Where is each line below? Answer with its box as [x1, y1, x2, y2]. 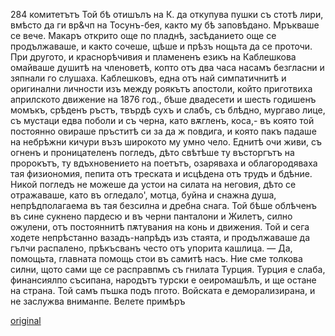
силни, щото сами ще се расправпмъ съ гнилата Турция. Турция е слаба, [10, 264, 326, 275]
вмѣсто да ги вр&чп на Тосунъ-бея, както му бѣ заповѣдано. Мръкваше [10, 19, 320, 31]
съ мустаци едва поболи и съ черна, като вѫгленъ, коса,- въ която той [10, 115, 315, 126]
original [10, 315, 42, 326]
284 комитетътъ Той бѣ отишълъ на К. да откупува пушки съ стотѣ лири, [10, 9, 324, 20]
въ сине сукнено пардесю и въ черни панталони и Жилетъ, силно [10, 210, 293, 222]
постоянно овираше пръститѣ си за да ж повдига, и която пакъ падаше [10, 125, 317, 137]
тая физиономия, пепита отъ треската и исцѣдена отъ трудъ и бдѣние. [10, 168, 313, 179]
